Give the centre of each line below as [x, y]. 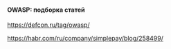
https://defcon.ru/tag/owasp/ [48, 25]
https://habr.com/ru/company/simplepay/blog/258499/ [85, 39]
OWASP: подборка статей [46, 10]
